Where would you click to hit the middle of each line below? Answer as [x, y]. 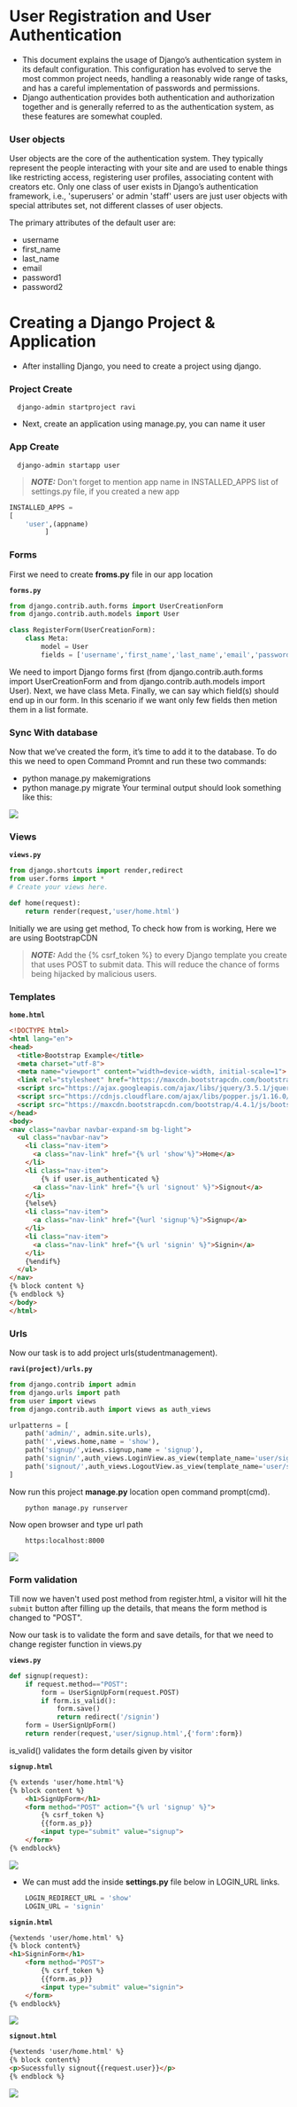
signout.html [33, 2036]
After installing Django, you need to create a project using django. [141, 366]
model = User [65, 647]
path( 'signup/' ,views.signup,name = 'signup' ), [114, 1450]
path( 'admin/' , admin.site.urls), [88, 1433]
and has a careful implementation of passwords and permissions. [141, 88]
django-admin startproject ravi [77, 408]
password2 [42, 287]
